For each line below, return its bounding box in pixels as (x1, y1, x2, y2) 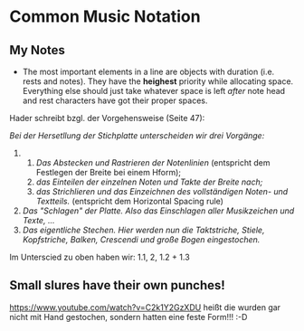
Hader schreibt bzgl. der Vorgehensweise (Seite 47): (9, 113, 205, 123)
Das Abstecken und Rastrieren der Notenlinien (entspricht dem (35, 157, 271, 168)
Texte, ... (22, 215, 55, 225)
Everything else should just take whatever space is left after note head (22, 86, 286, 96)
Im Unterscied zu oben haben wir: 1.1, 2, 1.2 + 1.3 (9, 251, 190, 262)
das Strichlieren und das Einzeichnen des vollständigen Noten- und (35, 186, 289, 196)
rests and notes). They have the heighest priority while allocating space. (22, 76, 294, 87)
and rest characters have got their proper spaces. (22, 95, 208, 106)
